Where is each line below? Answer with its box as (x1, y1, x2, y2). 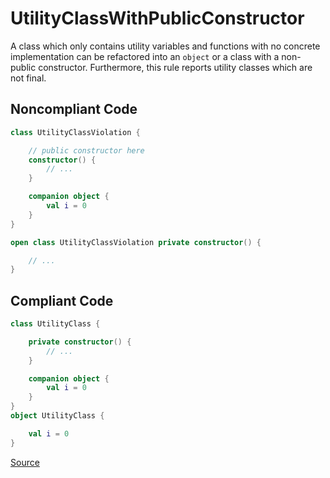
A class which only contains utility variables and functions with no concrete (10, 40, 321, 52)
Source (10, 456, 40, 468)
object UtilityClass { (10, 411, 105, 421)
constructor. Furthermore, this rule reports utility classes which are (38, 61, 313, 73)
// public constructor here (28, 145, 145, 156)
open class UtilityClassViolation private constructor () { (10, 237, 262, 247)
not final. (10, 72, 47, 84)
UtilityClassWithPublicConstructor (10, 7, 305, 30)
